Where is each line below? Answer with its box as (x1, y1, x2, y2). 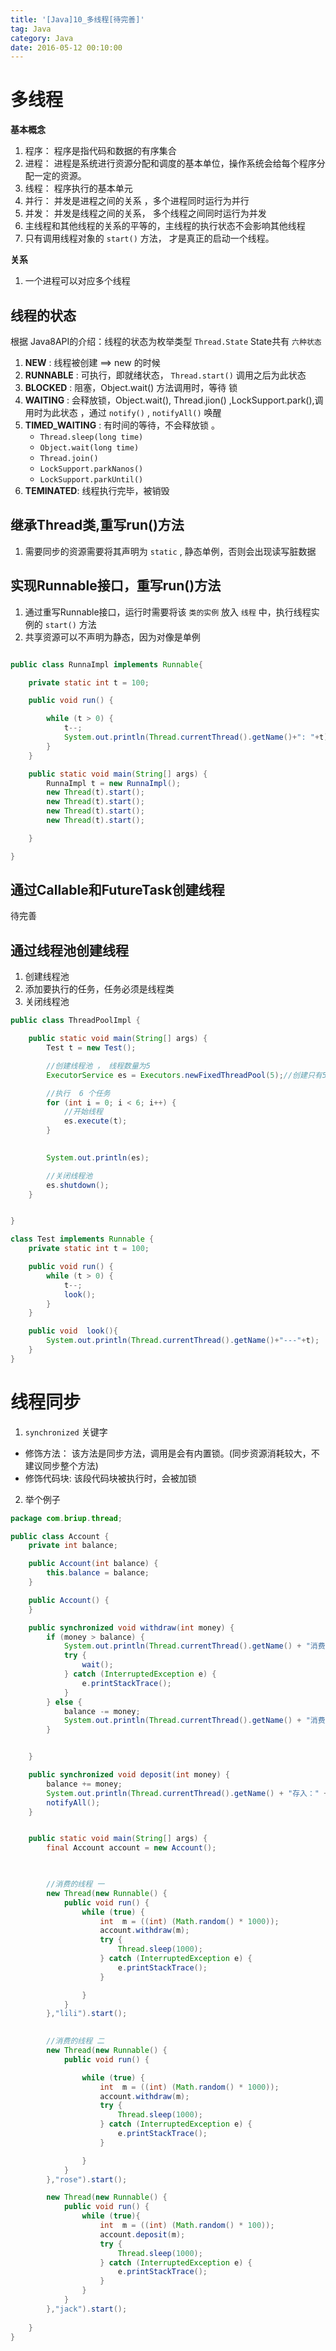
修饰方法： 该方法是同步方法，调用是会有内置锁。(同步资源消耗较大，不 (24, 1447, 320, 1459)
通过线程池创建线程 (10, 942, 129, 959)
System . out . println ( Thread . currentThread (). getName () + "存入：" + (46, 1788, 329, 1798)
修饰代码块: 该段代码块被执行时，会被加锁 (24, 1472, 197, 1484)
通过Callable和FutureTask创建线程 (10, 882, 225, 899)
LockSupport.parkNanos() (39, 464, 144, 474)
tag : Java (10, 24, 52, 34)
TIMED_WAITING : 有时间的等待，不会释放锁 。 (24, 419, 221, 431)
